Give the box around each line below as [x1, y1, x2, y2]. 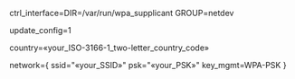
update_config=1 [9, 25, 72, 35]
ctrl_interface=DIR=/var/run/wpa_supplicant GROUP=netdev [9, 8, 234, 18]
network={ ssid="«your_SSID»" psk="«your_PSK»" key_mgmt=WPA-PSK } [9, 60, 287, 70]
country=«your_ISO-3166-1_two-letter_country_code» [9, 42, 210, 53]
